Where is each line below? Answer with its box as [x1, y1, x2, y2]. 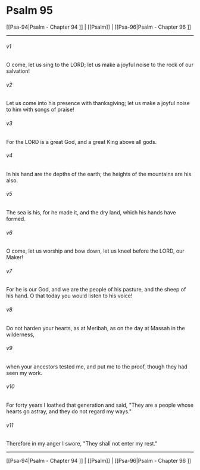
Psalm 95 [6, 4, 54, 17]
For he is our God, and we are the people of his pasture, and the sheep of [6, 286, 186, 293]
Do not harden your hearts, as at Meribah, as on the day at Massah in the [6, 324, 186, 331]
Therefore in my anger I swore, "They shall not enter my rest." [6, 440, 158, 447]
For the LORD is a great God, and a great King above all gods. [6, 138, 157, 145]
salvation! [6, 67, 30, 75]
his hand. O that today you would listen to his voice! [6, 292, 133, 299]
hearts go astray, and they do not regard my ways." [6, 407, 132, 415]
